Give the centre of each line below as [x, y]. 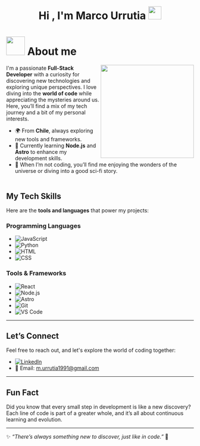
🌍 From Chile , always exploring [54, 131]
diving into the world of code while [49, 94]
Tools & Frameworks [36, 273]
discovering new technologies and [48, 81]
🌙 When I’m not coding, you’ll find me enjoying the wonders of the [96, 165]
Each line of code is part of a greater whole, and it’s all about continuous [95, 413]
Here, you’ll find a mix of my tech [47, 106]
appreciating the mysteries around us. [53, 100]
